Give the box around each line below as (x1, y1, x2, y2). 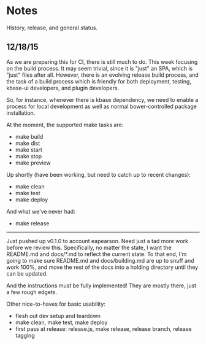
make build (15, 133, 44, 140)
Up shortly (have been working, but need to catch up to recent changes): (6, 171, 191, 178)
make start (15, 145, 43, 153)
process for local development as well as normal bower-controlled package (6, 103, 197, 110)
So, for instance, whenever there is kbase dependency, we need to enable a (6, 96, 199, 103)
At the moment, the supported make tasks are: (6, 121, 124, 128)
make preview (15, 159, 51, 166)
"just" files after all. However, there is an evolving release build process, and (6, 71, 199, 79)
